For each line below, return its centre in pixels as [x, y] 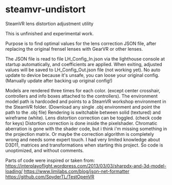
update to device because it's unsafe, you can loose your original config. [82, 75]
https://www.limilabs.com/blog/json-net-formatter [77, 171]
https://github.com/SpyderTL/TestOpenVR [50, 177]
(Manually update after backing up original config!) [59, 80]
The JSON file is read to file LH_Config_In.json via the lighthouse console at [85, 59]
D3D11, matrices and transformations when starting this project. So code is [84, 145]
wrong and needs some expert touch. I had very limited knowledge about [83, 139]
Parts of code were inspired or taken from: [50, 160]
